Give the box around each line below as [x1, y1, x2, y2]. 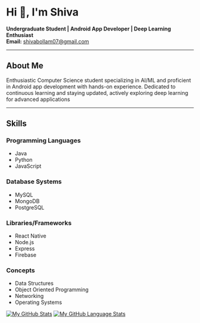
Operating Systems [14, 299, 62, 306]
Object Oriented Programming [14, 286, 89, 293]
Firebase [14, 251, 37, 259]
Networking [14, 293, 44, 300]
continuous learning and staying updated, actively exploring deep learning [6, 89, 189, 96]
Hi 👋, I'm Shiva [6, 5, 79, 19]
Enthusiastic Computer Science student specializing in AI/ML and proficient [6, 76, 192, 84]
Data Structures [14, 280, 54, 287]
